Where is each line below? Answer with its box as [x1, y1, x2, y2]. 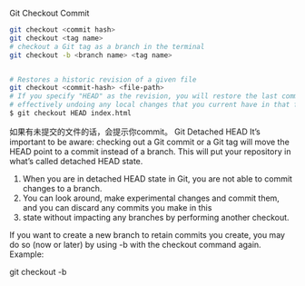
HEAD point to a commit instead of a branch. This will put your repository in [9, 145, 291, 157]
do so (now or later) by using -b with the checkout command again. [9, 239, 261, 250]
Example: [9, 249, 44, 260]
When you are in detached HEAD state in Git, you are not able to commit [22, 173, 293, 184]
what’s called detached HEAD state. [9, 155, 143, 166]
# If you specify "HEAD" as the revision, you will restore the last [9, 92, 279, 101]
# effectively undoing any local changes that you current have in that [9, 100, 290, 110]
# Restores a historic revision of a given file [9, 74, 197, 84]
